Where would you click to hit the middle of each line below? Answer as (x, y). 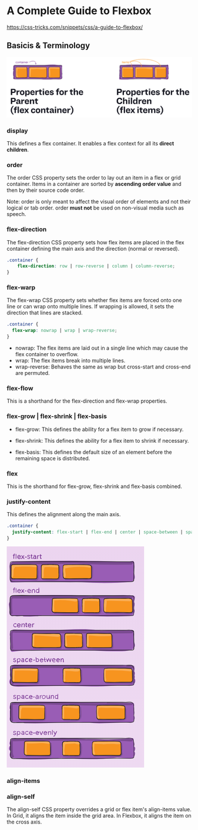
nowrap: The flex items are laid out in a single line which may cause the (102, 348)
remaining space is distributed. (53, 458)
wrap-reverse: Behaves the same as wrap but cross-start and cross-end (103, 367)
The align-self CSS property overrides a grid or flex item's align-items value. (99, 809)
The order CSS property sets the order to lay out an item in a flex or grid (94, 178)
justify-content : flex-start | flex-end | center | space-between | (98, 532)
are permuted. (32, 373)
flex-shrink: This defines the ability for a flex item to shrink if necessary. (102, 440)
